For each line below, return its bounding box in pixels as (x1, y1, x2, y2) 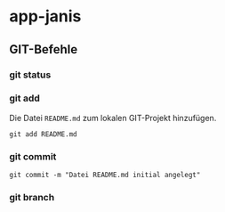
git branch (9, 192, 55, 204)
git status (9, 69, 52, 81)
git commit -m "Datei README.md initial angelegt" (9, 171, 201, 180)
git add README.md (9, 129, 77, 139)
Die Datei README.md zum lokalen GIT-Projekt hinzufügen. (9, 112, 217, 123)
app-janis (9, 6, 82, 27)
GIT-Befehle (9, 42, 78, 57)
